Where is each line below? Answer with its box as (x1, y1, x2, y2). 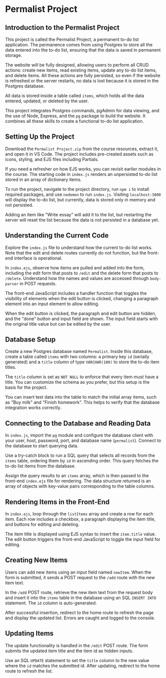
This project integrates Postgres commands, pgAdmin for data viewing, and (5, 108, 160, 113)
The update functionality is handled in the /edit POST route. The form (5, 642, 149, 648)
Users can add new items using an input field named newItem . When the (5, 569, 152, 575)
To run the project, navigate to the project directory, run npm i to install (5, 186, 150, 192)
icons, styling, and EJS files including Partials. (5, 156, 99, 162)
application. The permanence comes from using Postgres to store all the (5, 42, 153, 48)
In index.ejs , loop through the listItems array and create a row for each (5, 511, 154, 517)
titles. (5, 364, 16, 370)
